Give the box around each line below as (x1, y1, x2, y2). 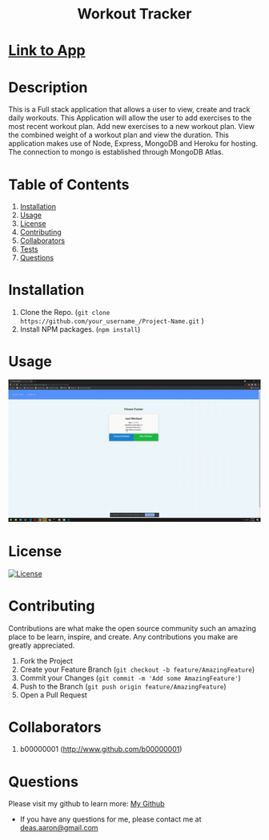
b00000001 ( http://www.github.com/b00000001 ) (19, 745, 183, 754)
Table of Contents (8, 176, 130, 193)
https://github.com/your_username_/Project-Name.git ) (19, 316, 204, 325)
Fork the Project (19, 656, 74, 665)
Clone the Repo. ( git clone (19, 308, 110, 317)
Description (8, 78, 88, 96)
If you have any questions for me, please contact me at (19, 814, 202, 824)
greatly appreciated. (8, 640, 75, 650)
